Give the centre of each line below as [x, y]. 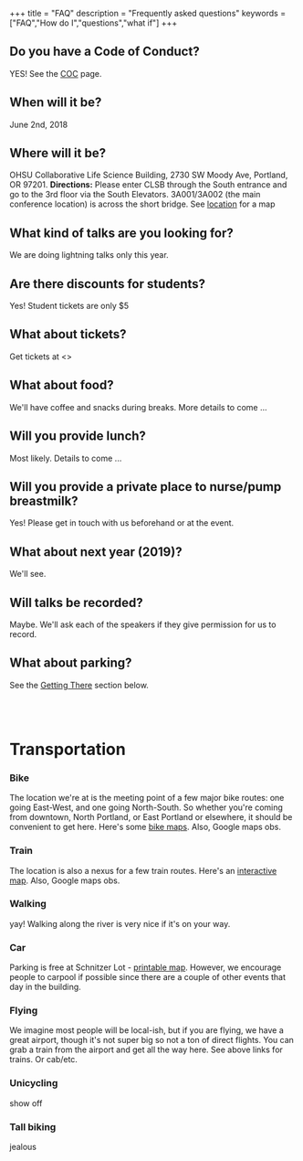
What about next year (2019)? [96, 552]
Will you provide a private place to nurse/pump [146, 487]
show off [26, 1103]
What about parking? [71, 663]
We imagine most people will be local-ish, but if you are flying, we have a [147, 1030]
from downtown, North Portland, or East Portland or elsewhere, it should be [151, 817]
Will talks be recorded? [76, 602]
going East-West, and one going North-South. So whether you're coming [146, 807]
